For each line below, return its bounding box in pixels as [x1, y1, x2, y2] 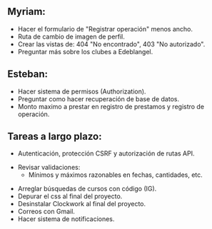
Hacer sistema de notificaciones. [17, 215, 115, 223]
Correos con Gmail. [17, 207, 75, 216]
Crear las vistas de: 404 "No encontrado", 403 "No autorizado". [17, 39, 206, 49]
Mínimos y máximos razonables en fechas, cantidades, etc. [28, 171, 203, 179]
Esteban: [7, 68, 49, 81]
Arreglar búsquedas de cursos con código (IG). [17, 185, 157, 193]
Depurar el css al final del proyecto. [17, 192, 123, 200]
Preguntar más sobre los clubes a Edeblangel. [17, 47, 153, 56]
